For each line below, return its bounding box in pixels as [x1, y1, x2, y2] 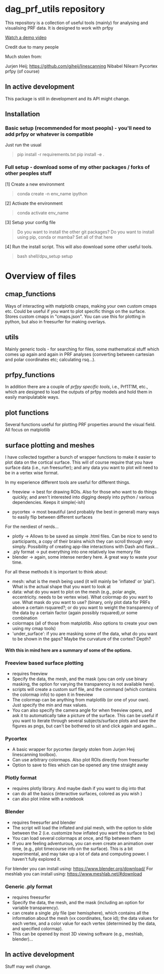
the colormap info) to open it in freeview [12, 691, 94, 697]
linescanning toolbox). [12, 752, 57, 757]
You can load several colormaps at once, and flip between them [12, 835, 141, 841]
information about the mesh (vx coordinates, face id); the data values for [12, 915, 159, 921]
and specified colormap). [12, 926, 63, 932]
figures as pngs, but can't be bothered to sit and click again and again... [12, 723, 158, 729]
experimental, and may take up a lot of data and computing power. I [12, 850, 149, 857]
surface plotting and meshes [5, 441, 95, 449]
